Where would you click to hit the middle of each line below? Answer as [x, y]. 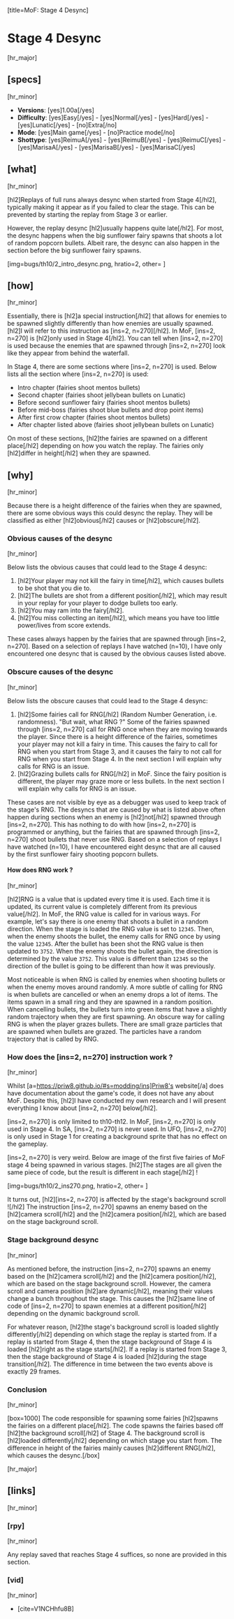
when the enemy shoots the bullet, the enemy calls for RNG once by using [114, 936]
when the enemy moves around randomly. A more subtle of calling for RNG [115, 987]
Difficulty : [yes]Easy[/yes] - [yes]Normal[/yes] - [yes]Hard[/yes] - [113, 117]
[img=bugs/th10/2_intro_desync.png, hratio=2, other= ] [87, 264]
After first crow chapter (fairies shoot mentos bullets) [94, 417]
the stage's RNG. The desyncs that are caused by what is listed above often [116, 809]
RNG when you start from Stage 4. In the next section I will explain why [119, 758]
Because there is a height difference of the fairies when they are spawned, [115, 505]
